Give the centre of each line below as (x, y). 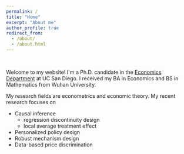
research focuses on (31, 102)
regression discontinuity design (61, 119)
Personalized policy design (47, 132)
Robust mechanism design (47, 138)
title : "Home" (24, 17)
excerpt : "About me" (31, 22)
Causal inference (35, 113)
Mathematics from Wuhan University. (51, 84)
